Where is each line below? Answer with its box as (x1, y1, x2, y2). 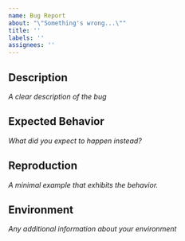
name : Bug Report (8, 11, 66, 20)
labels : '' (8, 33, 45, 42)
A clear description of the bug (8, 91, 107, 101)
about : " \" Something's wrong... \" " (8, 19, 127, 27)
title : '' (8, 26, 41, 34)
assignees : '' (8, 41, 56, 49)
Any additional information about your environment (8, 224, 177, 234)
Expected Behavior (8, 115, 105, 128)
